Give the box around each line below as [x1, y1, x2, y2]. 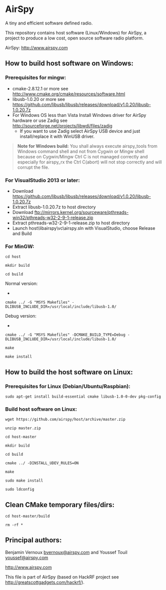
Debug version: [5, 313, 37, 319]
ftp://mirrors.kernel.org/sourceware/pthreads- [34, 209, 129, 215]
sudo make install [5, 478, 43, 483]
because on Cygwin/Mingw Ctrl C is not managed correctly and [17, 153, 148, 159]
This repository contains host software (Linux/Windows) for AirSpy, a [5, 29, 147, 35]
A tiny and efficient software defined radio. [5, 20, 93, 26]
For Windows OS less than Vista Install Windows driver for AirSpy [12, 112, 147, 118]
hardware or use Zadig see [12, 117, 68, 123]
